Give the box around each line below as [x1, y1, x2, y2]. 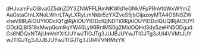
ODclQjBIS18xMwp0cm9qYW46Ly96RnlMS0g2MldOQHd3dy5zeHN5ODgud [6, 24, 192, 31]
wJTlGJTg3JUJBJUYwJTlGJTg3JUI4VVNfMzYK [6, 37, 125, 43]
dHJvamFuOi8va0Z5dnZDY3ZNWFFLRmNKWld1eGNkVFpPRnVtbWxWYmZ [6, 5, 191, 12]
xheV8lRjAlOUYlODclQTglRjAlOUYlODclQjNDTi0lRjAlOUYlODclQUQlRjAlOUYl [6, 18, 194, 24]
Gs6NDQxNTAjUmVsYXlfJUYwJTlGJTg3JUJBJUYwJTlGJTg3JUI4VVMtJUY [6, 30, 192, 37]
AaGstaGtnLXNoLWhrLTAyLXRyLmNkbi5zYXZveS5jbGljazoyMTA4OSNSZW [6, 11, 192, 18]
